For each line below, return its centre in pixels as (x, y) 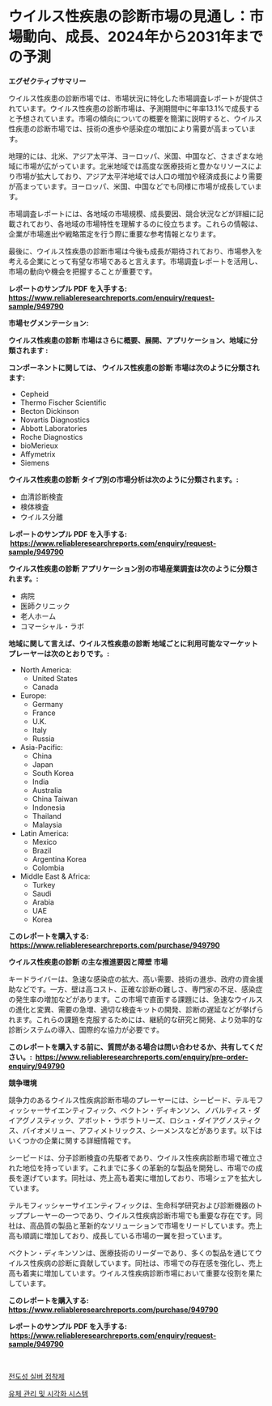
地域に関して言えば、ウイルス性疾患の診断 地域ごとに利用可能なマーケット (133, 643)
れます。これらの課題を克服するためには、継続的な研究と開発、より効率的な (136, 1019)
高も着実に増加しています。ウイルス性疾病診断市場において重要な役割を (128, 1273)
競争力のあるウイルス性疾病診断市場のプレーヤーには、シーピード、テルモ (132, 1100)
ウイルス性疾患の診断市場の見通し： (129, 17)
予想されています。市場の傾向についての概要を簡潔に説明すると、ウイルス (139, 118)
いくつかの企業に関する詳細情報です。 (72, 1140)
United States (55, 678)
